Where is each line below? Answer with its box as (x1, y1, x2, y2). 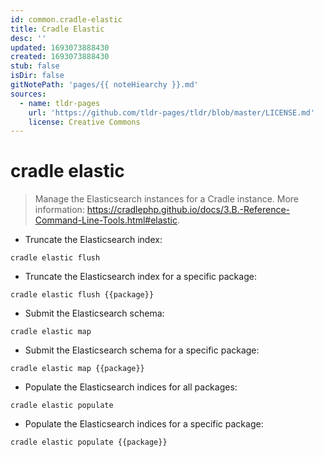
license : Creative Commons (28, 117, 141, 127)
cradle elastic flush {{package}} (10, 290, 155, 300)
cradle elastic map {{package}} (10, 364, 145, 374)
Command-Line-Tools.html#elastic (34, 214, 178, 226)
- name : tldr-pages (19, 98, 101, 108)
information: (34, 204, 85, 216)
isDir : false (10, 71, 65, 81)
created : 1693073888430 (10, 52, 110, 62)
